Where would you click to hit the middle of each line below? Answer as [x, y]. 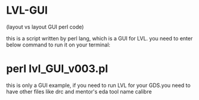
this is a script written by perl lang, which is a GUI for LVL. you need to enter [99, 38]
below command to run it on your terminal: [58, 45]
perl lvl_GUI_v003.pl [57, 69]
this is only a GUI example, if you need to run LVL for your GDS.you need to [98, 85]
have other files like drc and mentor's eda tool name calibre [79, 91]
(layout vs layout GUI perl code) [45, 27]
